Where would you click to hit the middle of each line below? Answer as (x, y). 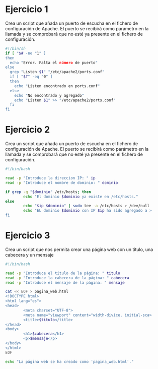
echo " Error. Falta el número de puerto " (54, 63)
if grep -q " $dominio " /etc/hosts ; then (48, 192)
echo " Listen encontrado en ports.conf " (57, 86)
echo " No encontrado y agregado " (49, 95)
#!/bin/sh (16, 48)
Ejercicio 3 (28, 236)
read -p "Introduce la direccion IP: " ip (50, 178)
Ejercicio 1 (27, 9)
